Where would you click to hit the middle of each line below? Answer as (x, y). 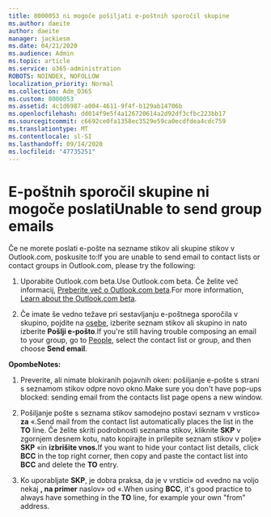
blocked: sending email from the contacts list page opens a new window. (141, 397)
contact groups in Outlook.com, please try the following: (102, 266)
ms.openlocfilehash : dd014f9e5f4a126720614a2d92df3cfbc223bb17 (117, 114)
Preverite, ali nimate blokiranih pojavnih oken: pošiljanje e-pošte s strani (140, 380)
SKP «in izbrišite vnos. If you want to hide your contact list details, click (139, 447)
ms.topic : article (39, 62)
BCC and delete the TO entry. (69, 465)
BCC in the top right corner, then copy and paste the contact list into (134, 456)
